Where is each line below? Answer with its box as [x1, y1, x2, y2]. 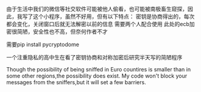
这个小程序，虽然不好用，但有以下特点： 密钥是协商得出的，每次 [32, 13, 195, 20]
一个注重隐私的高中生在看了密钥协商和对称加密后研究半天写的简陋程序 [6, 54, 183, 61]
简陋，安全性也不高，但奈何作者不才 [16, 28, 108, 35]
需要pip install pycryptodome [6, 41, 79, 48]
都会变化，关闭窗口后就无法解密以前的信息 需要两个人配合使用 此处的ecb [6, 21, 190, 27]
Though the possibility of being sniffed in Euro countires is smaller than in [6, 66, 191, 73]
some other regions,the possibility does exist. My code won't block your [6, 72, 188, 79]
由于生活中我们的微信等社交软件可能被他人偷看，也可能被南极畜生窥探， [6, 5, 188, 12]
